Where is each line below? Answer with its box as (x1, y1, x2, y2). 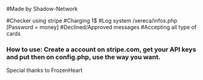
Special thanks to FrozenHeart (6, 67, 83, 74)
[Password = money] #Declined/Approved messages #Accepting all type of (6, 24, 197, 31)
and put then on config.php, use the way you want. (6, 53, 161, 61)
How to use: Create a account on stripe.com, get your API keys (6, 45, 197, 54)
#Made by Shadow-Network (6, 5, 78, 12)
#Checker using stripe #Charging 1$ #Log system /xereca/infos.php (6, 17, 177, 24)
